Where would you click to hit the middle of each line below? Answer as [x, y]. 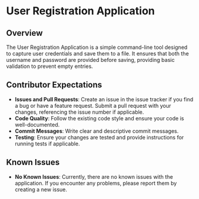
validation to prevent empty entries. [50, 66]
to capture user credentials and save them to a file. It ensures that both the [97, 54]
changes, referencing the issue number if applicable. [79, 112]
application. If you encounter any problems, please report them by [96, 183]
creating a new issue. [41, 189]
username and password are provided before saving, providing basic [91, 60]
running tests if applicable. [47, 144]
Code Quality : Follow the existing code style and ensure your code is [99, 118]
